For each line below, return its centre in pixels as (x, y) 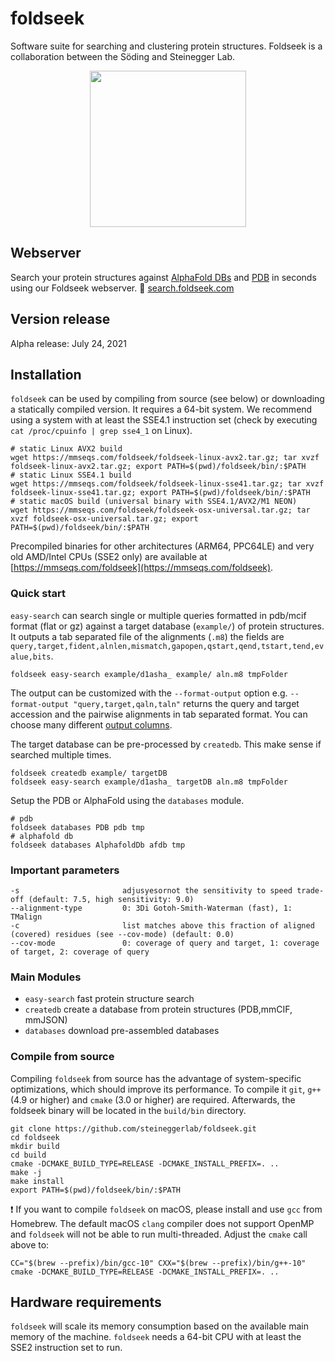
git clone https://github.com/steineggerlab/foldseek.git (133, 1128)
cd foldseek (35, 1137)
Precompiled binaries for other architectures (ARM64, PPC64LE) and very (162, 546)
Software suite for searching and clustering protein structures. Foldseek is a (166, 46)
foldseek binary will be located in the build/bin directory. (128, 1110)
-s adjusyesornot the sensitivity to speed (151, 890)
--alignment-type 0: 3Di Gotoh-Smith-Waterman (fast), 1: (151, 908)
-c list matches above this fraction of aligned (162, 925)
